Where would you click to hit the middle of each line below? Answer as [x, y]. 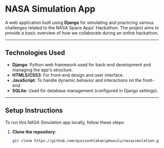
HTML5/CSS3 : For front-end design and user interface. [68, 75]
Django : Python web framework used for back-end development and [82, 64]
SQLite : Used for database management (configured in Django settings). [85, 90]
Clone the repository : [34, 132]
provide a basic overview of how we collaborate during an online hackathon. [82, 33]
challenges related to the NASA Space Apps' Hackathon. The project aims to [82, 27]
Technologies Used [35, 53]
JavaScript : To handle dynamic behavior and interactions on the [77, 80]
